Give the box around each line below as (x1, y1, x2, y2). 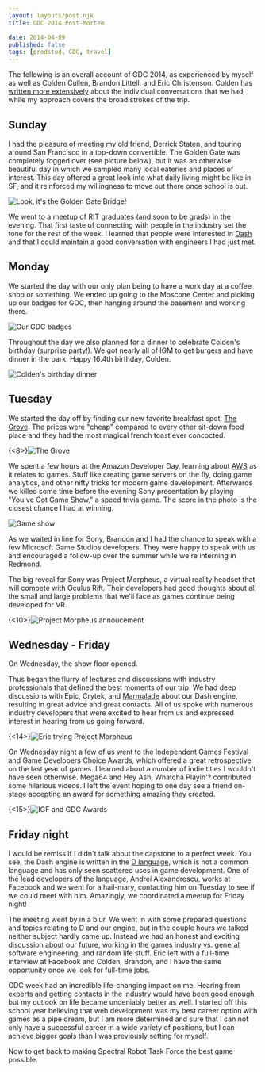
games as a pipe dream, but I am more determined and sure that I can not (8, 1014, 249, 1024)
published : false (8, 40, 66, 48)
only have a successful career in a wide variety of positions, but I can (8, 1023, 236, 1032)
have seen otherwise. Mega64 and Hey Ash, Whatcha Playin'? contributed (8, 772, 252, 782)
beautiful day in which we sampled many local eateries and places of (8, 164, 234, 174)
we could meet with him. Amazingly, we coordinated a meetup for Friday (8, 891, 245, 901)
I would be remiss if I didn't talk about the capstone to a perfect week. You (8, 849, 252, 859)
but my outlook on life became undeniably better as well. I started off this (8, 997, 248, 1007)
